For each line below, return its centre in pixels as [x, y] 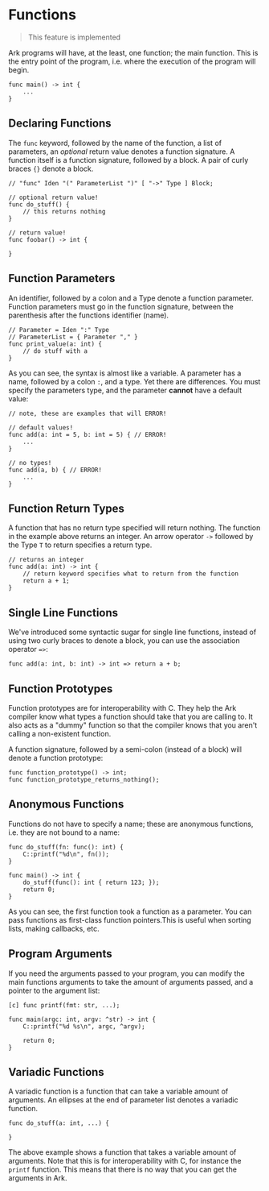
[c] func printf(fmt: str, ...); [64, 1005]
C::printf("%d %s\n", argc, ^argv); [84, 1026]
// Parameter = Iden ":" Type [59, 330]
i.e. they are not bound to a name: [64, 832]
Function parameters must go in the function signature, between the [121, 306]
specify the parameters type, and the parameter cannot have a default [125, 390]
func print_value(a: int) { [55, 344]
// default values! [41, 427]
